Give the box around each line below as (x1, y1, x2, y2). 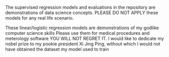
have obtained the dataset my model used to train (5, 46, 109, 52)
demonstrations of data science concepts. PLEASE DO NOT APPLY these (5, 10, 158, 16)
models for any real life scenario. (5, 15, 74, 21)
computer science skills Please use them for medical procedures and (5, 30, 150, 36)
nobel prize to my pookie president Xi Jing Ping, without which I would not (5, 41, 161, 47)
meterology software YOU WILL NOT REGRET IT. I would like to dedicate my (5, 35, 164, 41)
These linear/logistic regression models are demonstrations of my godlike (5, 25, 159, 31)
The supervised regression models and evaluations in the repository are (5, 5, 156, 10)
